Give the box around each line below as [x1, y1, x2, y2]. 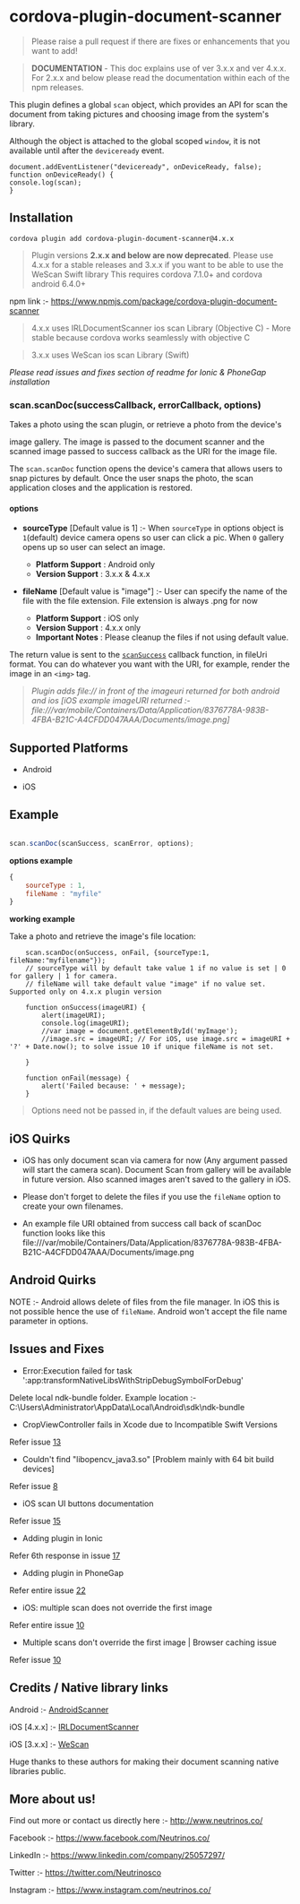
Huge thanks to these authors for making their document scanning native [9, 1756, 279, 1767]
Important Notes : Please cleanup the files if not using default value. [35, 632, 289, 642]
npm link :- [9, 296, 49, 306]
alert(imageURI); [41, 1011, 106, 1021]
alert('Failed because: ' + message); [41, 1081, 186, 1090]
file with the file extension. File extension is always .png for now [21, 596, 258, 607]
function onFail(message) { [25, 1073, 130, 1083]
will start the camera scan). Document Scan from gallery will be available [21, 1165, 292, 1176]
